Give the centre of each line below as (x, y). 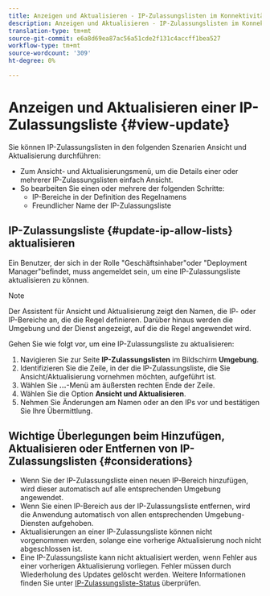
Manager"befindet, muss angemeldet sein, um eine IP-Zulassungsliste (125, 271)
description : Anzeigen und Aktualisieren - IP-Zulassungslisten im (124, 23)
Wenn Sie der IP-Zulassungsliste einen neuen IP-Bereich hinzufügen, (134, 481)
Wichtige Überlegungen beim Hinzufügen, (117, 436)
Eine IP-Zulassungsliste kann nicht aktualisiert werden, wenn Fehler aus (138, 557)
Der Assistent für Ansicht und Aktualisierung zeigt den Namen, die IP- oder (132, 311)
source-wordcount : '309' (50, 53)
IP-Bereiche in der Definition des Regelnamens (109, 197)
